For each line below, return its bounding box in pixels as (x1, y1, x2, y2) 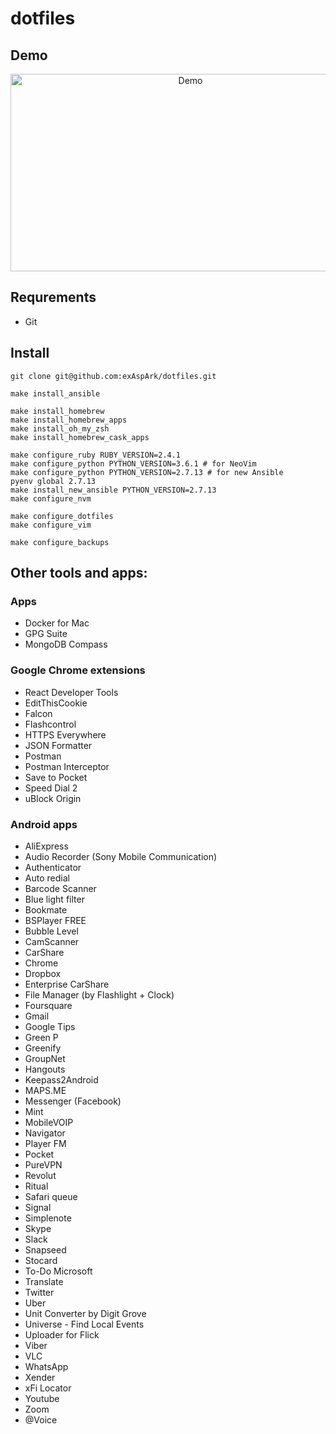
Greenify (24, 1042, 62, 1054)
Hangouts (24, 1063, 66, 1075)
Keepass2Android (24, 1073, 99, 1086)
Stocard (24, 1254, 58, 1266)
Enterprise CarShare (24, 978, 110, 990)
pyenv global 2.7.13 (10, 476, 97, 486)
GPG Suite (24, 628, 68, 640)
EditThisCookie (24, 697, 88, 709)
